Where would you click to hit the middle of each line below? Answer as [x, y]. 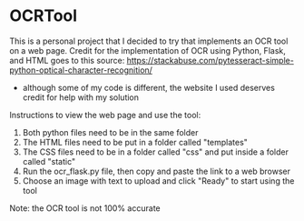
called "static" [49, 161]
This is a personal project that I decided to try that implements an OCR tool [149, 41]
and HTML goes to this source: [67, 60]
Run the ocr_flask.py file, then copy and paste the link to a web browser [157, 171]
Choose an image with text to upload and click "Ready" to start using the [158, 181]
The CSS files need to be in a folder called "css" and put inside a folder [155, 152]
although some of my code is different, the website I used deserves [148, 87]
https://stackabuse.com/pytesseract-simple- [211, 60]
